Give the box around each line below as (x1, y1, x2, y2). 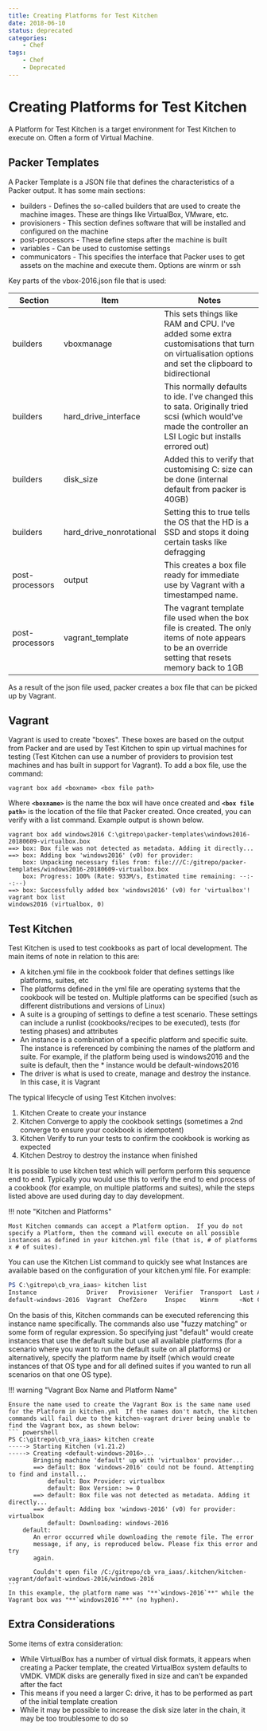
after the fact (19, 1679, 63, 1689)
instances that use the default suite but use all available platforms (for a (8, 1336, 242, 1345)
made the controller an (164, 420, 249, 431)
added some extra (164, 328, 232, 339)
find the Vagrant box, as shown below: (8, 1421, 141, 1430)
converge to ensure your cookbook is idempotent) (19, 1125, 184, 1135)
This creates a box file (164, 559, 246, 570)
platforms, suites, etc (19, 976, 89, 985)
